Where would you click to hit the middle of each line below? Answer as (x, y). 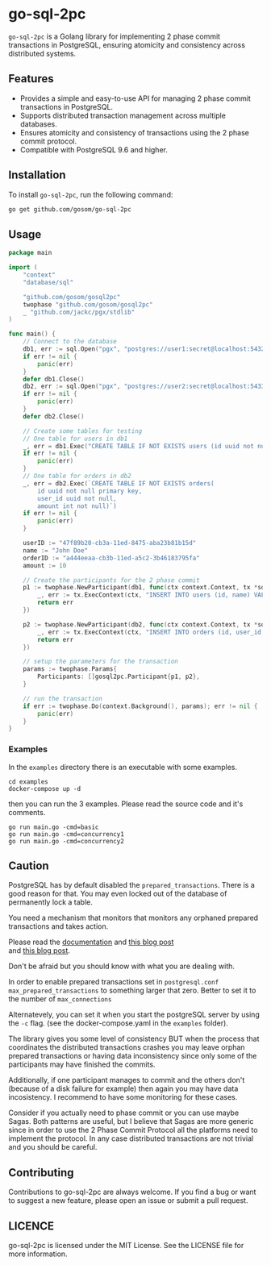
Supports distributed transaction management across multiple (123, 115)
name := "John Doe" (56, 550)
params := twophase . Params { (70, 669)
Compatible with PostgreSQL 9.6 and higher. (94, 149)
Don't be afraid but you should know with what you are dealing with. (122, 966)
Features (31, 79)
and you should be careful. (53, 1147)
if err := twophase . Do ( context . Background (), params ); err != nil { (140, 706)
